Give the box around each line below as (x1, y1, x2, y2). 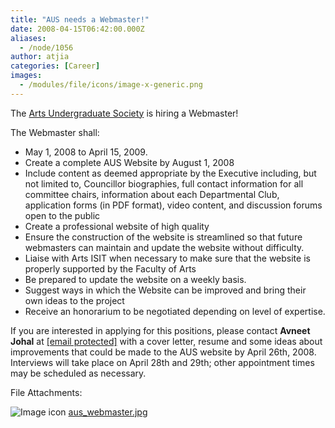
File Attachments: (10, 386, 83, 398)
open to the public (24, 209, 101, 221)
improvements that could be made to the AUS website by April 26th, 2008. (10, 346, 317, 358)
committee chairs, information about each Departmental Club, (24, 188, 280, 200)
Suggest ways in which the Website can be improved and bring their (24, 284, 307, 296)
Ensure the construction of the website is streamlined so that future (24, 231, 303, 243)
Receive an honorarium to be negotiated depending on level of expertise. (24, 305, 326, 317)
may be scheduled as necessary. (10, 367, 147, 379)
